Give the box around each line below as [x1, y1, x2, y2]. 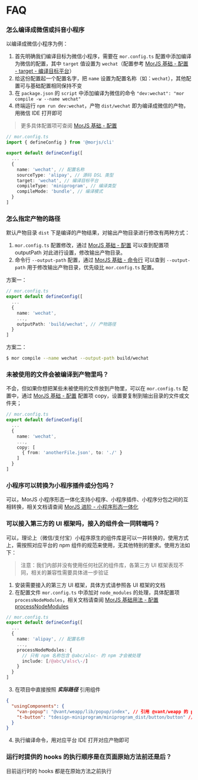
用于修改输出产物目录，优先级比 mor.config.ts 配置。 [27, 264, 157, 271]
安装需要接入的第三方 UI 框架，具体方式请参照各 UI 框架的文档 [14, 581, 166, 588]
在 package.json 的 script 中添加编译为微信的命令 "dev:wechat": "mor [14, 90, 184, 97]
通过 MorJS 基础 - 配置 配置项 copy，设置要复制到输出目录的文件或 [21, 392, 184, 399]
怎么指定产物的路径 [6, 214, 61, 223]
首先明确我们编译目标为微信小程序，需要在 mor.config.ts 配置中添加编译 [14, 53, 192, 60]
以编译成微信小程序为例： [6, 40, 68, 47]
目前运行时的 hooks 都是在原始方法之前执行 [6, 767, 112, 774]
